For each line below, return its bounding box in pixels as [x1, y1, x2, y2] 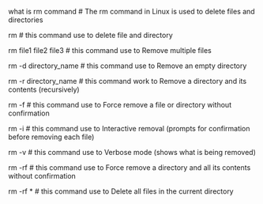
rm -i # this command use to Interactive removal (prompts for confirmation [8, 124, 250, 133]
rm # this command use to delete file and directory [8, 31, 174, 40]
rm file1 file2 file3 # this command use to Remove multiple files [8, 46, 212, 55]
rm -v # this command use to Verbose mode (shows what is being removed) [8, 148, 257, 157]
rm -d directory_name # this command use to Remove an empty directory [8, 61, 247, 70]
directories [8, 15, 43, 25]
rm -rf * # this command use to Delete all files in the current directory [8, 187, 235, 196]
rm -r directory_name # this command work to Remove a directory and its [8, 77, 247, 85]
